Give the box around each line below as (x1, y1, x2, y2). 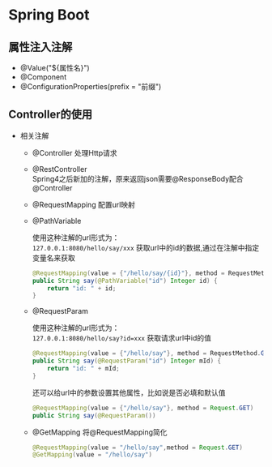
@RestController (32, 164, 87, 174)
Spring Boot (8, 6, 90, 24)
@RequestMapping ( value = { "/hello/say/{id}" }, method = (32, 269, 225, 277)
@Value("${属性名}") (19, 63, 91, 72)
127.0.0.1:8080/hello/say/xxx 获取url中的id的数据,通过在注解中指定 (32, 242, 260, 252)
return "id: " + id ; (47, 284, 117, 293)
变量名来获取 (32, 253, 75, 263)
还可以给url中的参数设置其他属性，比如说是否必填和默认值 (32, 388, 226, 397)
